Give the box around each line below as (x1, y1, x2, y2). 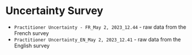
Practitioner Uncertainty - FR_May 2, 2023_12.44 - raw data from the (14, 23, 186, 30)
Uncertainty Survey (5, 4, 103, 18)
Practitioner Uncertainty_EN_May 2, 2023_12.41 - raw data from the (14, 36, 181, 43)
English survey (14, 42, 50, 49)
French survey (14, 29, 49, 36)
